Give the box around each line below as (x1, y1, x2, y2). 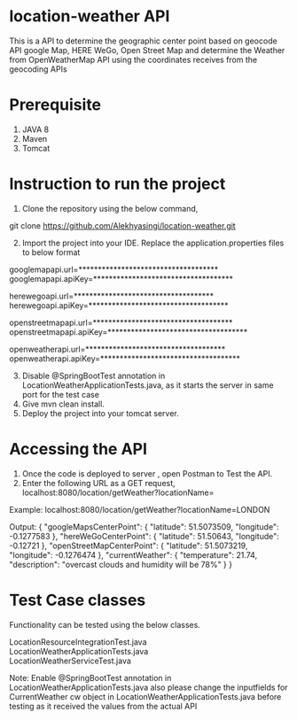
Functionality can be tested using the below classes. (9, 619, 201, 630)
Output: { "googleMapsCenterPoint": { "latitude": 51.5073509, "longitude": (9, 521, 279, 532)
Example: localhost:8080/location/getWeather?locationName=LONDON (9, 504, 270, 515)
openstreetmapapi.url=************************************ (9, 317, 233, 328)
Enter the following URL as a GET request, (21, 477, 176, 488)
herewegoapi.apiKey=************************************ (9, 299, 229, 311)
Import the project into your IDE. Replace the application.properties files (21, 237, 285, 248)
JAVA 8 (21, 124, 50, 135)
